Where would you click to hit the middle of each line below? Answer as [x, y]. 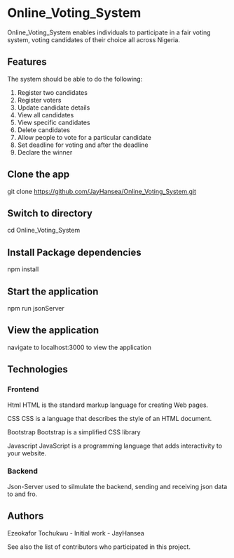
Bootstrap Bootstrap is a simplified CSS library [74, 432]
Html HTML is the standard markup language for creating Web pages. [108, 405]
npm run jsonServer [36, 308]
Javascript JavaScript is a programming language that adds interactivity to [115, 446]
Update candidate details [54, 108]
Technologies [38, 369]
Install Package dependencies [74, 252]
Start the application [53, 291]
